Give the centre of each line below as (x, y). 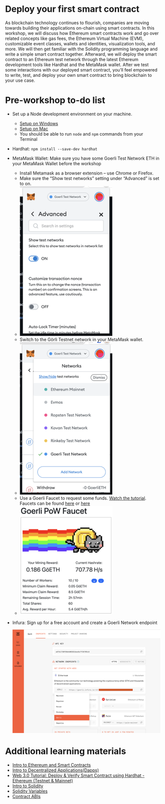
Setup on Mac (34, 129)
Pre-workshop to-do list (55, 100)
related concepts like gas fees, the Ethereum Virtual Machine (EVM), (74, 38)
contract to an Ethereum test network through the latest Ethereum (72, 59)
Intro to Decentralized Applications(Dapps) (56, 770)
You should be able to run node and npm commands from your (81, 134)
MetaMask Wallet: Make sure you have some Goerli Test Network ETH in (86, 158)
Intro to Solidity (28, 786)
